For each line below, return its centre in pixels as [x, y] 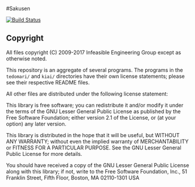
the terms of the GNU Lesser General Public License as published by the [93, 111]
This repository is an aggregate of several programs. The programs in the [95, 70]
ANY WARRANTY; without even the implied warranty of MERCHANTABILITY [97, 141]
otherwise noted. [27, 59]
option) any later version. [36, 124]
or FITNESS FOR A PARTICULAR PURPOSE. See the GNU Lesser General [94, 147]
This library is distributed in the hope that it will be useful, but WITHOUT [93, 135]
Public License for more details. [44, 154]
